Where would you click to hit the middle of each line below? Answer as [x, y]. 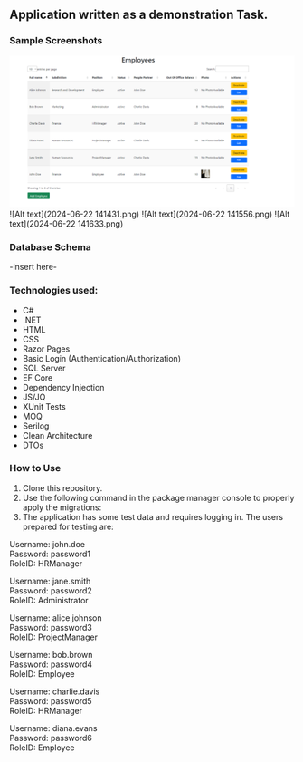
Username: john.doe [47, 544]
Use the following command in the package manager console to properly [158, 497]
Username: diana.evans [53, 728]
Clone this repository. [62, 487]
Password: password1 [50, 554]
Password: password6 [51, 738]
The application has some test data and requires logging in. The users [152, 516]
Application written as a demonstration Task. [139, 15]
